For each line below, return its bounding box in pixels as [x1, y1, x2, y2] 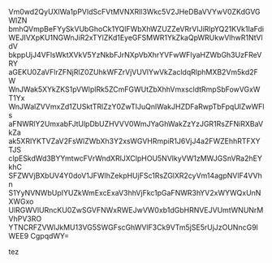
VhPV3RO [8, 214, 42, 223]
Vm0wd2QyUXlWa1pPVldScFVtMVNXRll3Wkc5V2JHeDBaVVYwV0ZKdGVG [8, 7, 261, 16]
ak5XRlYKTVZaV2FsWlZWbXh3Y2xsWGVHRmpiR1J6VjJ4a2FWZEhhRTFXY [8, 136, 261, 145]
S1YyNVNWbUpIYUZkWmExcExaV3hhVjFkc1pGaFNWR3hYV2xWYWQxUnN [8, 188, 261, 197]
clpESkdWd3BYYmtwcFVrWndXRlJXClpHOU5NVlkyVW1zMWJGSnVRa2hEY [8, 153, 262, 163]
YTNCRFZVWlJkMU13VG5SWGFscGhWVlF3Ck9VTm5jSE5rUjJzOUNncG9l [8, 222, 258, 232]
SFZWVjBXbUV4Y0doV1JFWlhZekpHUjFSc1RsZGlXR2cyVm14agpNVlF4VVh [8, 170, 262, 180]
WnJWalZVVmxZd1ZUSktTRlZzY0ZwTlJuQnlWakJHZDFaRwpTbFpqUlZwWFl [8, 101, 265, 111]
